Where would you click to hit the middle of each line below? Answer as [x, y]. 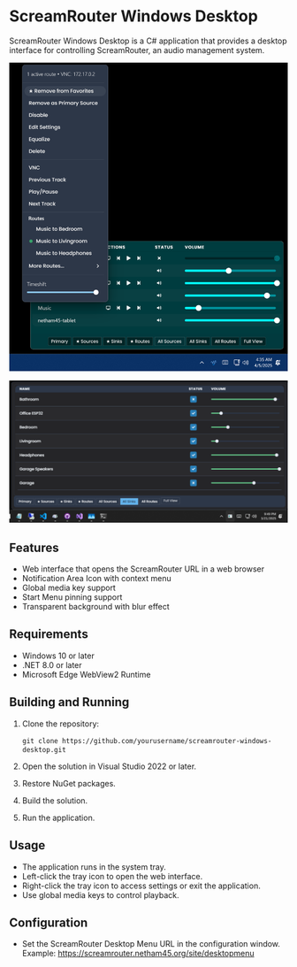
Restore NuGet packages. [69, 783]
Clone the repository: [61, 724]
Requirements [49, 634]
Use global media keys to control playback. [100, 894]
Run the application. [58, 817]
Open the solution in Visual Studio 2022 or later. [109, 766]
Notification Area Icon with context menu [97, 579]
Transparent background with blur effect [95, 607]
